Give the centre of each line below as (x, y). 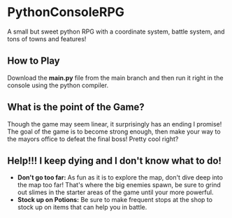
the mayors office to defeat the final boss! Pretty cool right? (93, 139)
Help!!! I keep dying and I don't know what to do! (115, 160)
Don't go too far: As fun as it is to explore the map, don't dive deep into (120, 177)
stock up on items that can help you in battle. (82, 208)
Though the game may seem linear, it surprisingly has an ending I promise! (115, 124)
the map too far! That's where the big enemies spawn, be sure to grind (119, 185)
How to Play (34, 61)
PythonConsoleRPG (66, 12)
